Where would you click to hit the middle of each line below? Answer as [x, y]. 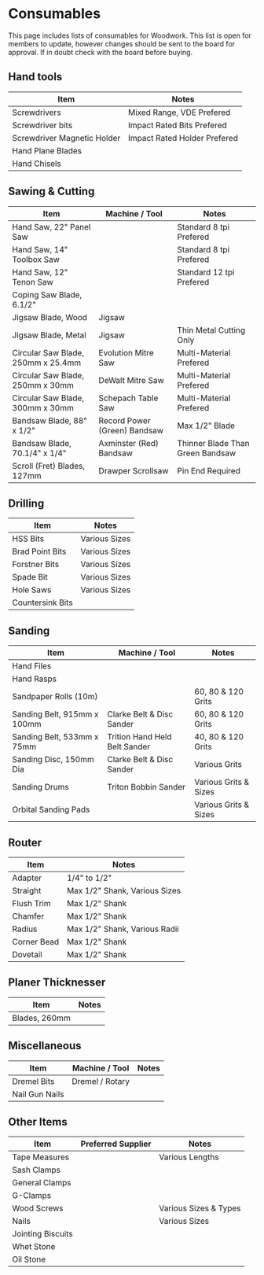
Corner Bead [36, 942]
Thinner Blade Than [213, 443]
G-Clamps [32, 1196]
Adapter [27, 878]
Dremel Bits [33, 1081]
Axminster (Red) [129, 443]
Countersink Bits [42, 602]
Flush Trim [31, 903]
